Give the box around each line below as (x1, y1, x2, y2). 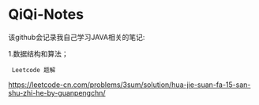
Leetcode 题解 (11, 66, 56, 74)
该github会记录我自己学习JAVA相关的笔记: (8, 32, 145, 42)
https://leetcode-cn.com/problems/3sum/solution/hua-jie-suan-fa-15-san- (8, 80, 251, 89)
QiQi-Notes (8, 5, 84, 24)
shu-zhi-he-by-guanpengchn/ (8, 88, 106, 97)
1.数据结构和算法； (8, 49, 69, 58)
